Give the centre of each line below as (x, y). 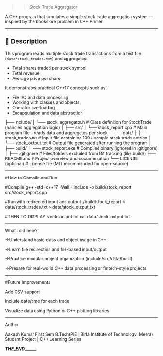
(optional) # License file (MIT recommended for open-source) (67, 163)
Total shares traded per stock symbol (49, 68)
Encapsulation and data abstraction (48, 113)
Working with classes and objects (46, 102)
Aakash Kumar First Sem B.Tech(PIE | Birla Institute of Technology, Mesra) (79, 334)
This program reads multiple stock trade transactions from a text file (73, 53)
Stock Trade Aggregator (53, 7)
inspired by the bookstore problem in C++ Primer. (55, 22)
